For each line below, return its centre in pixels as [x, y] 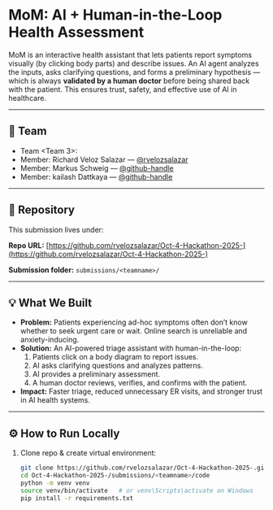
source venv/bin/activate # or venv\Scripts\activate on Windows [136, 490]
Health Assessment [76, 32]
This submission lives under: [56, 229]
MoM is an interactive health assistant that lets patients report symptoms [130, 54]
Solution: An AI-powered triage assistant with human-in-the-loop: [131, 348]
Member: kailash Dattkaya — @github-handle [96, 177]
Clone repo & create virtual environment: [88, 453]
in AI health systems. [55, 400]
